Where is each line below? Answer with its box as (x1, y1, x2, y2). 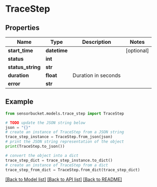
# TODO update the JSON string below (5, 120, 86, 125)
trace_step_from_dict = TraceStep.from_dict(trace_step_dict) (5, 167, 140, 172)
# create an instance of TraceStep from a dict (5, 163, 109, 168)
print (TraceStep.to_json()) (5, 144, 65, 149)
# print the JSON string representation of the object (5, 139, 124, 144)
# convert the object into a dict (5, 153, 79, 158)
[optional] (125, 47, 149, 54)
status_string (8, 64, 41, 70)
